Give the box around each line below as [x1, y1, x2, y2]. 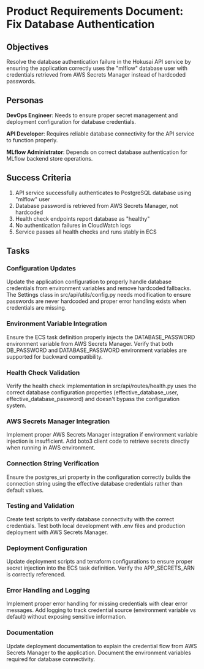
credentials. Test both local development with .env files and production [6, 522, 186, 529]
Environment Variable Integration [6, 319, 107, 328]
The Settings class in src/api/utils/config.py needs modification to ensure [6, 291, 191, 299]
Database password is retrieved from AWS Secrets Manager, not [15, 202, 178, 209]
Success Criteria [6, 173, 72, 183]
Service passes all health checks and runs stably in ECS [15, 228, 157, 235]
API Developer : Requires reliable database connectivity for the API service [6, 130, 195, 137]
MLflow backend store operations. [6, 155, 93, 162]
